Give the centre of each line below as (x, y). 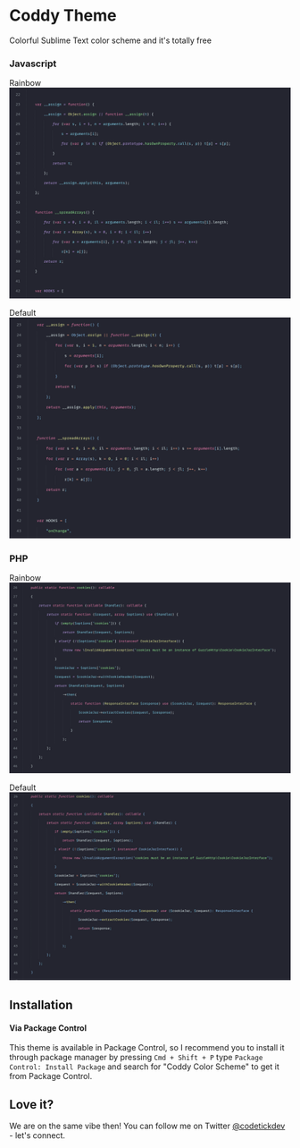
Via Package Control (48, 1028)
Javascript (33, 64)
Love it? (32, 1105)
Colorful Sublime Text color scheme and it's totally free (111, 40)
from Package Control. (51, 1076)
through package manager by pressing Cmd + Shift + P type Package (136, 1058)
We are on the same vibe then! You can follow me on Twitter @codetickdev (147, 1126)
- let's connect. (37, 1135)
